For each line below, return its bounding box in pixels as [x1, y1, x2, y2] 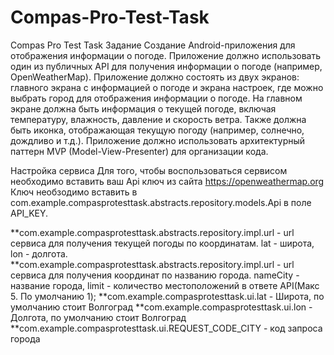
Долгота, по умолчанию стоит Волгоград [10, 311, 187, 323]
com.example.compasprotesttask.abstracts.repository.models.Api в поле [10, 196, 312, 208]
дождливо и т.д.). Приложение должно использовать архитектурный [10, 134, 306, 146]
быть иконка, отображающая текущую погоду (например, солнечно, [10, 124, 305, 136]
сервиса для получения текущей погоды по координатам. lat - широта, [10, 237, 315, 249]
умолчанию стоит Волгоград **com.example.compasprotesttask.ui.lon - [10, 301, 313, 313]
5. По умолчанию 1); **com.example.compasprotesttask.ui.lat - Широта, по [10, 290, 325, 302]
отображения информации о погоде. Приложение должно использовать [10, 49, 322, 61]
